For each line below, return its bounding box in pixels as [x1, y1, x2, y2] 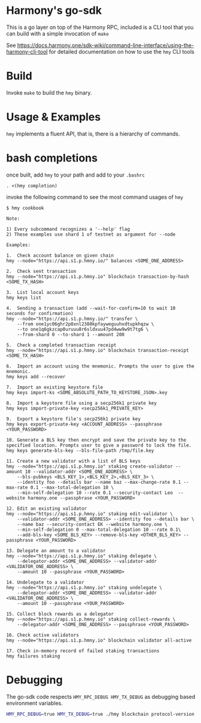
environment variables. [6, 700, 63, 707]
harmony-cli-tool [6, 48, 48, 55]
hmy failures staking [6, 653, 61, 659]
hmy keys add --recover [6, 374, 66, 380]
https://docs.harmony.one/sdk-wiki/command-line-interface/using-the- [17, 42, 194, 49]
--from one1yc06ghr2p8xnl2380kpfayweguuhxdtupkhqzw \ [17, 321, 154, 327]
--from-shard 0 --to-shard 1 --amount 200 [17, 331, 125, 337]
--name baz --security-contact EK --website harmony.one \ [17, 521, 168, 527]
